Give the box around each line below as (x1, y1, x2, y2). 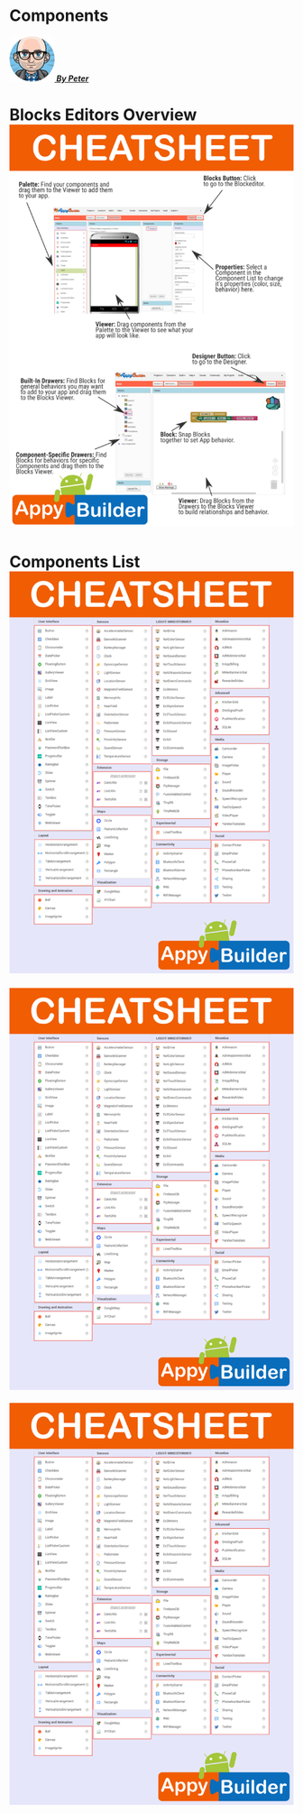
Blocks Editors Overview (9, 105, 197, 124)
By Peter (56, 73, 89, 84)
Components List (9, 551, 141, 572)
